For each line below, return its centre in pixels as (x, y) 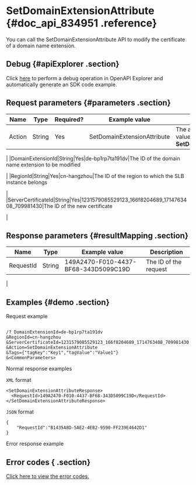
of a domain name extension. (41, 46)
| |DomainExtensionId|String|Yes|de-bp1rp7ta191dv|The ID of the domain (93, 158)
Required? (69, 119)
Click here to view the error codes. (48, 476)
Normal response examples (39, 369)
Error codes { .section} (48, 462)
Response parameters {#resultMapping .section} (97, 235)
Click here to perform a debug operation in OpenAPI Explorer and (85, 78)
